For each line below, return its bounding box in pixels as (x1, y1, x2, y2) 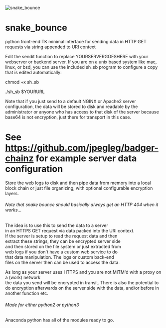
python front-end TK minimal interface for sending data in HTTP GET (5, 38, 147, 44)
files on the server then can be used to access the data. (5, 259, 120, 266)
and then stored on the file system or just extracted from (5, 244, 121, 250)
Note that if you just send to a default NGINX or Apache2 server (5, 98, 136, 104)
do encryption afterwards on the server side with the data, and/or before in (5, 285, 160, 291)
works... (5, 207, 22, 213)
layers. (5, 190, 19, 196)
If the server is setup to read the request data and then (5, 233, 118, 239)
